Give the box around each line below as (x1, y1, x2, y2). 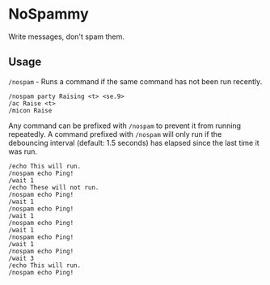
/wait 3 (8, 254, 35, 262)
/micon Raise (8, 106, 53, 114)
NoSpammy (8, 5, 89, 23)
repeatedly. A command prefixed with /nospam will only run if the (8, 129, 222, 138)
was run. (8, 147, 38, 156)
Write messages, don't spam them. (8, 32, 125, 41)
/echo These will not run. (8, 183, 99, 191)
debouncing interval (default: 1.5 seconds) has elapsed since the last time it (8, 138, 260, 147)
